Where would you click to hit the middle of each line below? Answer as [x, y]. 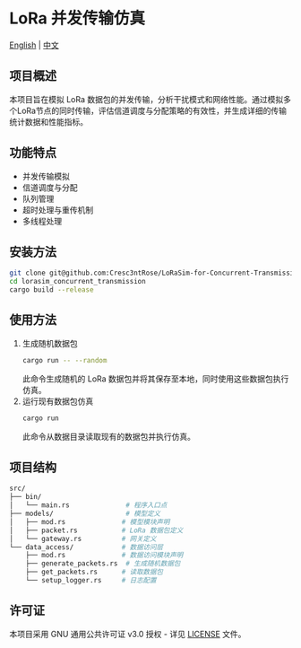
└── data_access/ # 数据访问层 [86, 547]
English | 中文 [34, 45]
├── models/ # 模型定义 [85, 513]
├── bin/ [26, 497]
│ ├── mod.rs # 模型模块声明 [90, 521]
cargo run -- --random [64, 360]
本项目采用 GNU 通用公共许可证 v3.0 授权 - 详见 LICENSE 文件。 [128, 634]
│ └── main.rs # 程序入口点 [88, 505]
